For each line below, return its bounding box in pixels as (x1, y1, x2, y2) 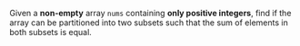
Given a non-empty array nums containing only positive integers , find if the (9, 8, 292, 18)
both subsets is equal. (9, 27, 93, 37)
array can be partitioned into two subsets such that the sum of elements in (9, 17, 288, 28)
